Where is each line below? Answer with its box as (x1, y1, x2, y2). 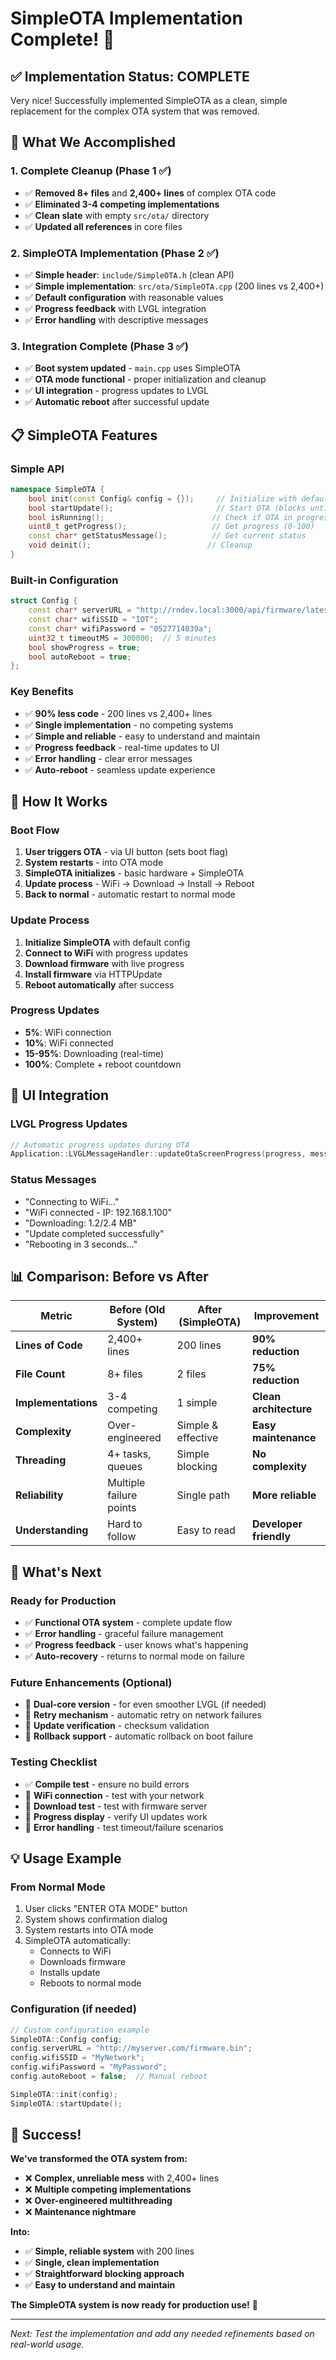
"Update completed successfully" (24, 1227, 165, 1239)
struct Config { (10, 596, 78, 606)
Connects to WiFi (39, 1945, 112, 1957)
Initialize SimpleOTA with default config (24, 936, 191, 948)
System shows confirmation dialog (24, 1913, 168, 1926)
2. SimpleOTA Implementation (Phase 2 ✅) (10, 246, 220, 260)
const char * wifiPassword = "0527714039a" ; (28, 623, 213, 634)
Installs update (39, 1967, 101, 1979)
